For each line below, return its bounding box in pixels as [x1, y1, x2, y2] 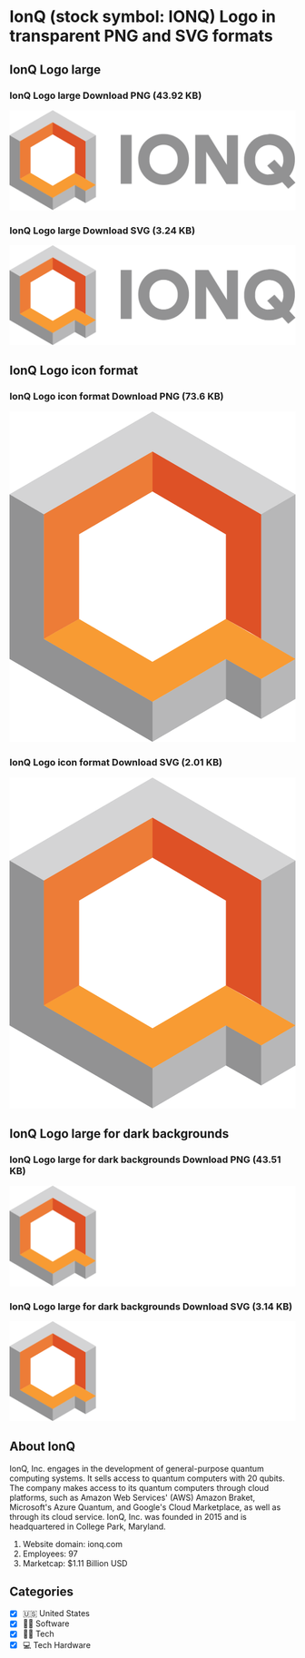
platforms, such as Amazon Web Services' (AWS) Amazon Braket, [9, 1492, 256, 1503]
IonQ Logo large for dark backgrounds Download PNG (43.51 [9, 1153, 281, 1166]
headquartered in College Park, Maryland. [9, 1521, 166, 1532]
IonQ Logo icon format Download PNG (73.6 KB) [9, 390, 224, 403]
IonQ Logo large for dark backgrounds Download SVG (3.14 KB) [9, 1300, 293, 1313]
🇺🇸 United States [22, 1608, 91, 1619]
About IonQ [9, 1439, 75, 1455]
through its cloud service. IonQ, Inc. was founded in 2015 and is [9, 1511, 247, 1522]
